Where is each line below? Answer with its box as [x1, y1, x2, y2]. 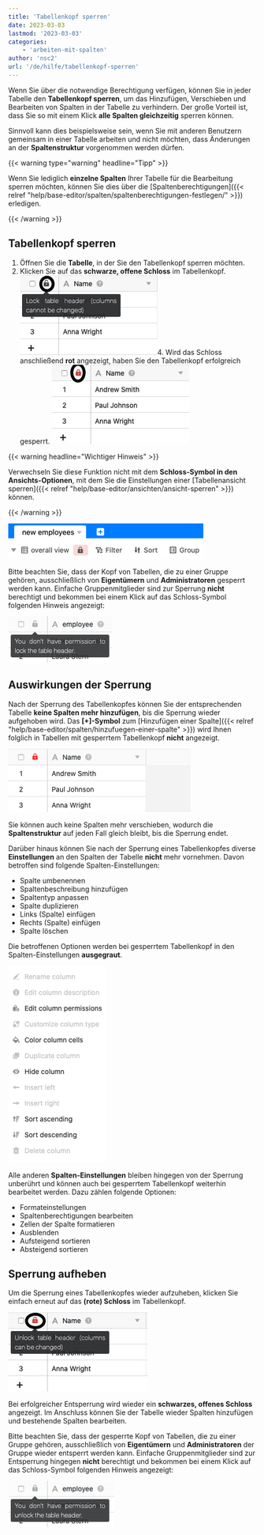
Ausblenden [19, 1227, 59, 1237]
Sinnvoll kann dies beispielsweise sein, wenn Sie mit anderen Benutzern [8, 126, 242, 135]
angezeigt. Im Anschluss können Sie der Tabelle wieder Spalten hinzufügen [8, 1408, 254, 1417]
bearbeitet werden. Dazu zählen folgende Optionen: [8, 1187, 177, 1197]
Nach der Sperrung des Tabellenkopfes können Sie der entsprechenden [8, 699, 242, 709]
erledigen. [8, 198, 42, 208]
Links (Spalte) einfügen [19, 909, 96, 919]
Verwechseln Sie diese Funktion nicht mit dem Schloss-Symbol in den [8, 467, 238, 476]
